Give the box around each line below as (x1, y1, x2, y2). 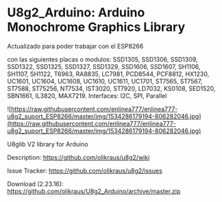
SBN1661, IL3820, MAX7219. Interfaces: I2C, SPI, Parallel (7, 91, 167, 100)
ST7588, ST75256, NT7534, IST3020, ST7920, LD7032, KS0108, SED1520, (7, 84, 216, 92)
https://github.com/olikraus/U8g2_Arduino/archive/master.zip (7, 187, 181, 195)
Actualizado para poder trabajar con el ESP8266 (7, 42, 144, 50)
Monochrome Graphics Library (7, 19, 186, 35)
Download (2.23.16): (7, 179, 64, 188)
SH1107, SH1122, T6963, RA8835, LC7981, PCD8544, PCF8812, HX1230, (7, 70, 210, 78)
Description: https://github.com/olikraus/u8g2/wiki (7, 153, 150, 162)
